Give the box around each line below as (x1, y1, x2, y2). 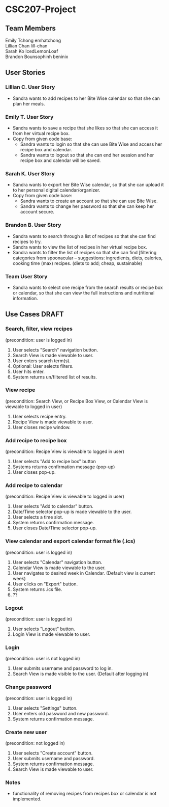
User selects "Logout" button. (12, 626, 75, 632)
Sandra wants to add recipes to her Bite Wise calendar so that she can (12, 95, 160, 101)
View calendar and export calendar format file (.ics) (5, 537, 136, 545)
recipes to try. (12, 238, 42, 245)
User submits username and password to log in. (12, 665, 113, 671)
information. (12, 295, 38, 301)
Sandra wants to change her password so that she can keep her (20, 203, 154, 209)
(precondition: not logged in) (5, 740, 65, 746)
